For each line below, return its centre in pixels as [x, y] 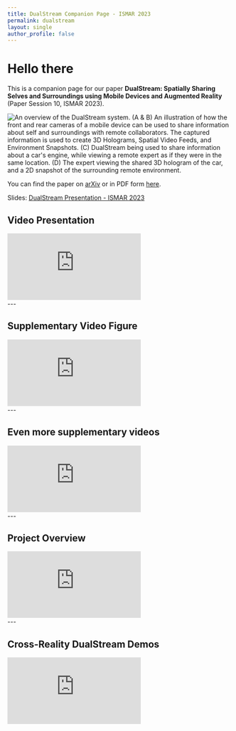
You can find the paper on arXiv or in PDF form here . [84, 184]
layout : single [30, 27]
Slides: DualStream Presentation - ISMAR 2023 [76, 198]
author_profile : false [41, 34]
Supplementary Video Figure [73, 326]
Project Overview [47, 538]
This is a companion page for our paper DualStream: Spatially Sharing [111, 89]
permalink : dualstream [41, 21]
